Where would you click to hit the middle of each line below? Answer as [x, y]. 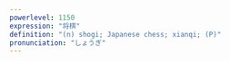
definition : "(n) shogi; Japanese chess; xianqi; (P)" [115, 34]
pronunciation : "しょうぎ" [58, 43]
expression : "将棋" [45, 26]
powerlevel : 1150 [42, 17]
